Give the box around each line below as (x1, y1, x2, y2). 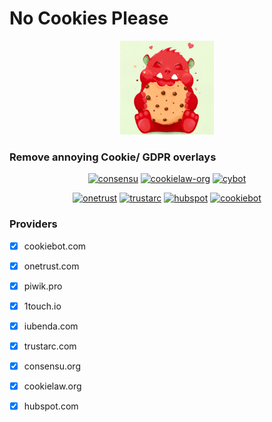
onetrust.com (23, 260, 80, 272)
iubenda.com (23, 320, 79, 332)
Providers (9, 217, 58, 231)
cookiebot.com (23, 240, 87, 252)
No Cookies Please (9, 7, 169, 30)
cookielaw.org (23, 380, 82, 392)
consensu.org (23, 360, 81, 372)
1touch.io (23, 300, 62, 312)
